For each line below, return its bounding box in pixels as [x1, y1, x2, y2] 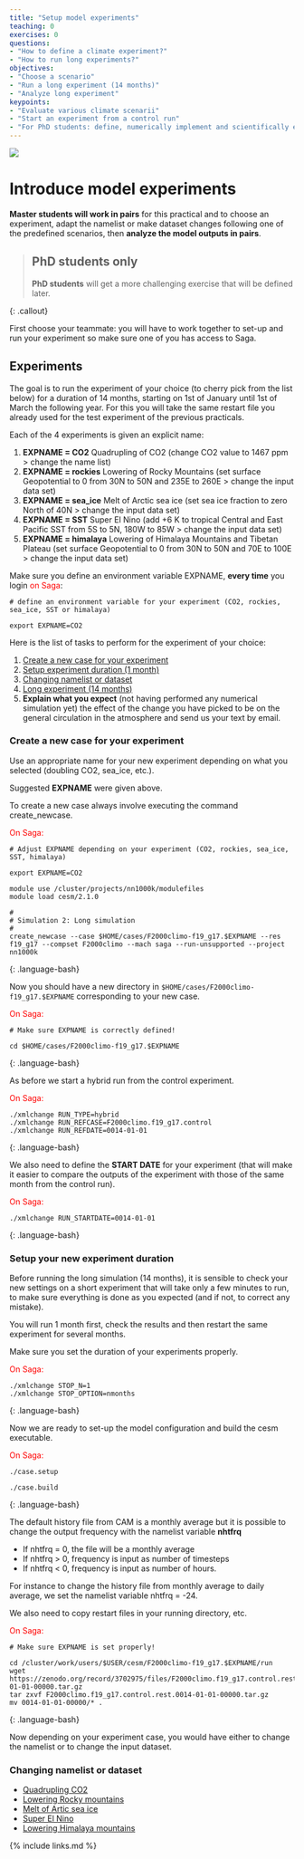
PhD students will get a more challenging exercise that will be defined [31, 278, 293, 289]
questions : [9, 38, 51, 48]
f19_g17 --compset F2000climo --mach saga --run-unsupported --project [9, 939, 285, 949]
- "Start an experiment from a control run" [9, 114, 180, 123]
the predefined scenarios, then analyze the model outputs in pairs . [9, 227, 261, 238]
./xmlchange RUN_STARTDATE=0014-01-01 [9, 1213, 156, 1222]
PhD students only [31, 254, 138, 270]
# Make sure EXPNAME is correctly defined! [9, 1025, 176, 1035]
